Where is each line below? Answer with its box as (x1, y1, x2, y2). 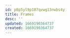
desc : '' (5, 16, 23, 21)
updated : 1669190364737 (5, 21, 54, 26)
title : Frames (5, 12, 35, 17)
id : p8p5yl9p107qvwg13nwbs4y (5, 7, 65, 12)
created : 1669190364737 (5, 26, 54, 31)
